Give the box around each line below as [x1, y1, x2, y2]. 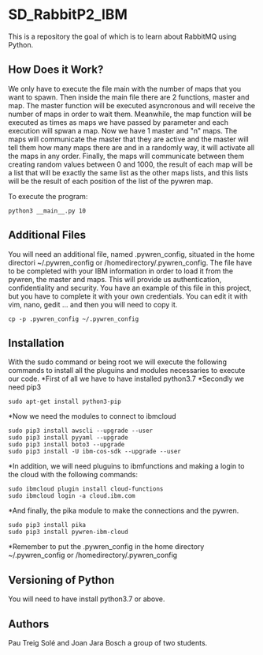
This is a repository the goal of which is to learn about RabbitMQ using [8, 32, 237, 41]
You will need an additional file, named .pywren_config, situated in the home [8, 249, 255, 258]
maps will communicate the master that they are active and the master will [8, 134, 250, 144]
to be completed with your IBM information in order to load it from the [8, 266, 234, 276]
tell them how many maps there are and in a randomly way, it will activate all [8, 142, 254, 152]
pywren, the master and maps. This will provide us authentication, [8, 274, 222, 284]
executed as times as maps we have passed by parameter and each [8, 117, 228, 127]
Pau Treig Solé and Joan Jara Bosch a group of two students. [8, 638, 208, 647]
